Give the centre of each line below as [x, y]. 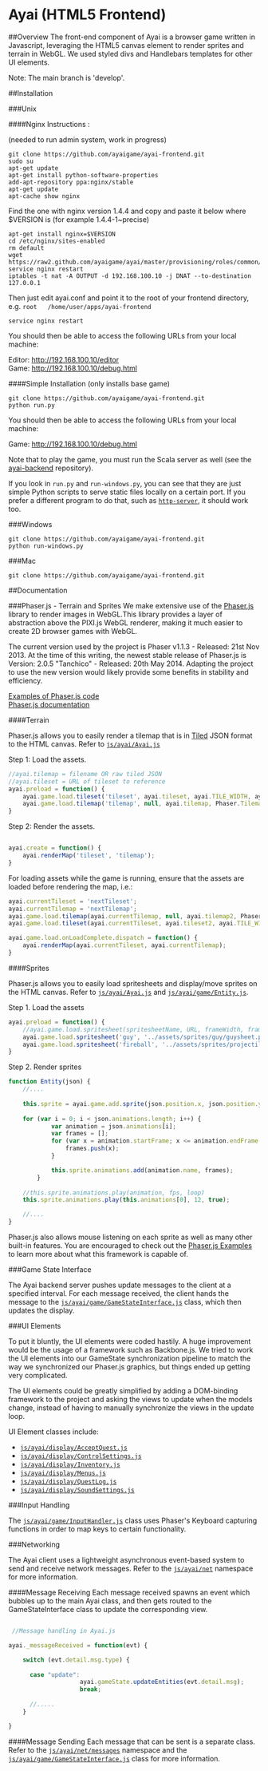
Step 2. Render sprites [45, 1067]
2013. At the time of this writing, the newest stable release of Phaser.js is [128, 655]
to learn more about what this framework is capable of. [99, 1254]
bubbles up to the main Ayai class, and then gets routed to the [110, 1601]
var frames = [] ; [80, 1134]
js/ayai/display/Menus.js [63, 1474]
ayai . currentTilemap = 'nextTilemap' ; [73, 909]
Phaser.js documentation [49, 704]
